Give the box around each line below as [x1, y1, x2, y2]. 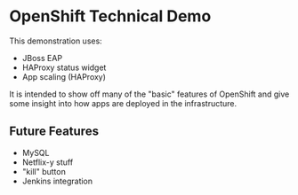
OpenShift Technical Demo [9, 6, 212, 27]
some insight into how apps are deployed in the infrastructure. [9, 97, 238, 108]
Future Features [9, 124, 100, 139]
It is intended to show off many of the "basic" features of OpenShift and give [9, 89, 290, 99]
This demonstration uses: [9, 35, 102, 46]
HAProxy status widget [21, 62, 107, 73]
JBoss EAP [21, 52, 63, 63]
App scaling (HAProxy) [21, 71, 107, 82]
